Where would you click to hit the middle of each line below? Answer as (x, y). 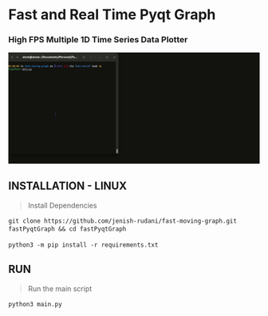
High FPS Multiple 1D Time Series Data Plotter (98, 40)
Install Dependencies (62, 205)
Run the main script (60, 288)
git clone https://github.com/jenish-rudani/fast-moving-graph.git (123, 221)
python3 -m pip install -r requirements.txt (83, 245)
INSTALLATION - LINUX (68, 186)
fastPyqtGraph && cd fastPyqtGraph (67, 229)
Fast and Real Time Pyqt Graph (112, 15)
